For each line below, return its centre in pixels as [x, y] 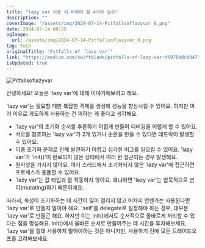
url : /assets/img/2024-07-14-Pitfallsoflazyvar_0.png [81, 40]
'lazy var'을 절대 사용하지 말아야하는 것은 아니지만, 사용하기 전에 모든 [88, 231]
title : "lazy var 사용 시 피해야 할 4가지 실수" [62, 12]
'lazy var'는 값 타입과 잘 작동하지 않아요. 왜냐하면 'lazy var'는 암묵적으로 [101, 180]
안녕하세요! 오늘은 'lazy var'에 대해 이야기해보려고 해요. [72, 93]
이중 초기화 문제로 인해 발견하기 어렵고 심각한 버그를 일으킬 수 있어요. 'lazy [104, 149]
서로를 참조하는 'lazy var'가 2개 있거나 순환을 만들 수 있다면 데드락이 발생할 [105, 134]
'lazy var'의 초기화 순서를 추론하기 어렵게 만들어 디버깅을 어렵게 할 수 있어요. [106, 126]
